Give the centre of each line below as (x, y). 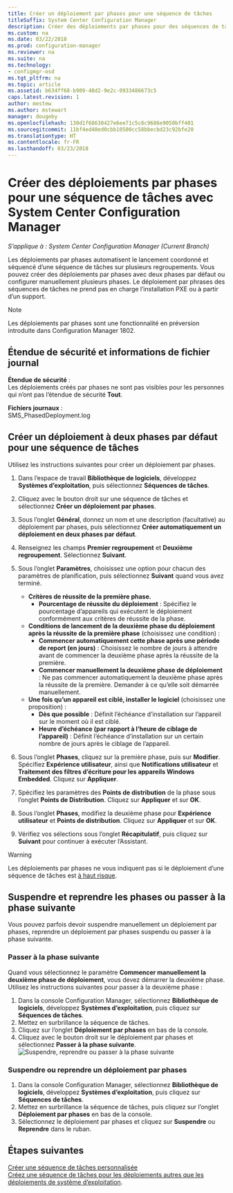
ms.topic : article (34, 84)
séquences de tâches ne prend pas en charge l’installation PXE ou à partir (113, 289)
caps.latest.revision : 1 (44, 98)
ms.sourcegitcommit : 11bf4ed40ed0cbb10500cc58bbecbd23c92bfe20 (101, 129)
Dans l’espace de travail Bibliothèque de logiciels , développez (107, 477)
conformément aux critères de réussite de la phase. (112, 618)
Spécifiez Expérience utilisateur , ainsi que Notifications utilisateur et (118, 764)
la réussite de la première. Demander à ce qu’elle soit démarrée (129, 684)
